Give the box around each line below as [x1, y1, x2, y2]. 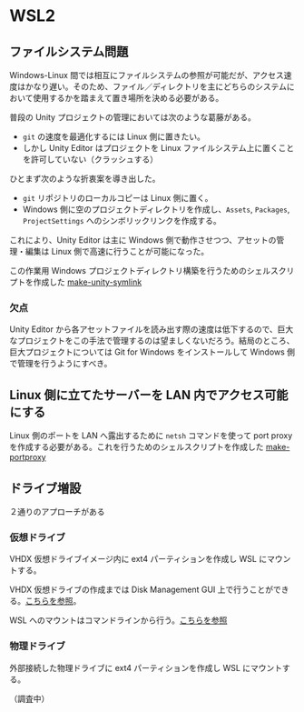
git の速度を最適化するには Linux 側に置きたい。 [22, 131, 206, 142]
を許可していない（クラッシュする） [22, 154, 159, 165]
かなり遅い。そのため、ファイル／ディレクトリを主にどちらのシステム [25, 81, 288, 92]
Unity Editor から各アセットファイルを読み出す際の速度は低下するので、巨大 [9, 324, 294, 335]
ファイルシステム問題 [9, 44, 129, 59]
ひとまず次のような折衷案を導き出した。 [9, 174, 161, 184]
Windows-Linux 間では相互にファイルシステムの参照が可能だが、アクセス [9, 70, 284, 80]
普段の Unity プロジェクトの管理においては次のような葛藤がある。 [9, 112, 256, 123]
